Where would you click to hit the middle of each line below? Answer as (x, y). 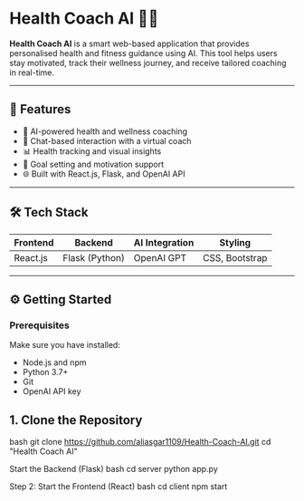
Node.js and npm (54, 362)
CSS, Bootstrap (235, 257)
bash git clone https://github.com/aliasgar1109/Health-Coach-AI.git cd (140, 442)
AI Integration (164, 242)
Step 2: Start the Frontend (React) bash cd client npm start (119, 487)
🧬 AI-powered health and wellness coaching (105, 131)
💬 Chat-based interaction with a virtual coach (107, 140)
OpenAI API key (52, 391)
